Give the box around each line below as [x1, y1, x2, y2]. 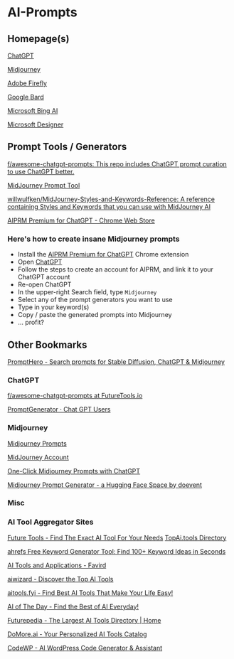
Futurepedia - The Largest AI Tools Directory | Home [7, 616, 161, 624]
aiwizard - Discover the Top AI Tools [7, 574, 114, 583]
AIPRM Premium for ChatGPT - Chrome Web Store [7, 216, 155, 225]
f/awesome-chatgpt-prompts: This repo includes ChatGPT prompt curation [7, 159, 228, 168]
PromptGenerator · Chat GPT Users [7, 405, 111, 414]
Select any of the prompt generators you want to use [17, 296, 173, 304]
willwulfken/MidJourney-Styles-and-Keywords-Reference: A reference [7, 195, 216, 203]
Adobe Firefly [7, 79, 48, 87]
